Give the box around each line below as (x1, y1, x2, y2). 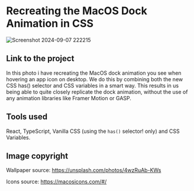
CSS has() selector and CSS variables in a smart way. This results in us (6, 82, 179, 89)
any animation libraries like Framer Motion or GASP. (6, 94, 132, 101)
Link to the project (6, 53, 75, 63)
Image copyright (6, 151, 69, 161)
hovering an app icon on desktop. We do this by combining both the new (6, 75, 183, 82)
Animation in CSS (6, 17, 93, 30)
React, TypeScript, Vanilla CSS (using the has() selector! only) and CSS (6, 128, 180, 135)
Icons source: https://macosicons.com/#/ (6, 178, 107, 185)
